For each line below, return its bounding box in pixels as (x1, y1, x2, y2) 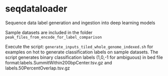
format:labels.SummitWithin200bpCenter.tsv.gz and (5, 59, 112, 65)
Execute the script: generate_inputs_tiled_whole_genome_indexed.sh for (5, 43, 153, 49)
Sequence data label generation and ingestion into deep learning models (5, 20, 155, 26)
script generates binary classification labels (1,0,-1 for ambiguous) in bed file (5, 54, 163, 60)
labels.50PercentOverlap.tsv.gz (5, 65, 70, 71)
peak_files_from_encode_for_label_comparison (5, 35, 102, 40)
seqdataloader (5, 3, 68, 15)
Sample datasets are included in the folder (5, 29, 93, 35)
